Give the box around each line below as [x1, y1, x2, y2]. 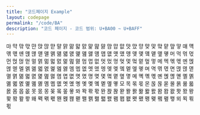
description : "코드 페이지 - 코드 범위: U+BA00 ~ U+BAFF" [6, 25, 143, 32]
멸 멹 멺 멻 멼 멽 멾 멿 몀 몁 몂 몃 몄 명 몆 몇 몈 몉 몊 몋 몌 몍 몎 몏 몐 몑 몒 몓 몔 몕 [6, 72, 194, 80]
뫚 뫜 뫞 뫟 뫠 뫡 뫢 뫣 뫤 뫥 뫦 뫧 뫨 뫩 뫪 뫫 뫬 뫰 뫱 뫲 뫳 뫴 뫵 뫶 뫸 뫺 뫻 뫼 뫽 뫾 [6, 95, 194, 102]
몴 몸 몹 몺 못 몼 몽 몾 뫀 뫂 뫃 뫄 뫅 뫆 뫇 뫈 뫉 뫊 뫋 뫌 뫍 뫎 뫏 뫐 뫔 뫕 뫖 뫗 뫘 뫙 [6, 87, 194, 95]
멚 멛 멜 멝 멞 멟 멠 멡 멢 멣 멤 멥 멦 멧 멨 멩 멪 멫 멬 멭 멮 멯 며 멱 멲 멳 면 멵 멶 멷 [6, 65, 194, 72]
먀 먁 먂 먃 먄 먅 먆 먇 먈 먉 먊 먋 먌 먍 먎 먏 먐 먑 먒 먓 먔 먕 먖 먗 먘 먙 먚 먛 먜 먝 [6, 43, 194, 50]
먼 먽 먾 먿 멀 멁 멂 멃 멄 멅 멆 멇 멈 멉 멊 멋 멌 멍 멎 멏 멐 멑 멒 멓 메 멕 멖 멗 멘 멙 [6, 57, 194, 65]
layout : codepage [6, 14, 50, 20]
